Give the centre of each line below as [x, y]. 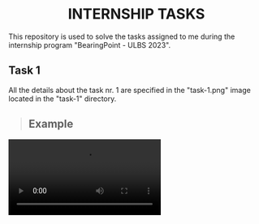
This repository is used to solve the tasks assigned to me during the [122, 36]
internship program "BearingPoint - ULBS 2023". [90, 44]
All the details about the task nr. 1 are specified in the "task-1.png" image [130, 90]
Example [51, 124]
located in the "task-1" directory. [63, 99]
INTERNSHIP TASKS [136, 14]
